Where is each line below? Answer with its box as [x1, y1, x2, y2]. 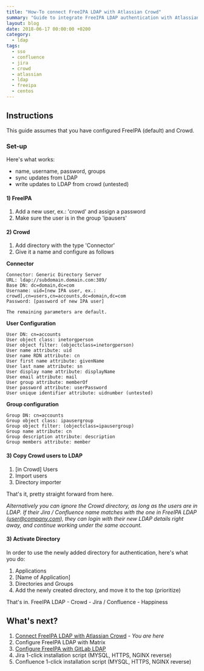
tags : [6, 43, 20, 49]
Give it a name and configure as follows [15, 248, 114, 256]
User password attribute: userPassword [6, 384, 107, 391]
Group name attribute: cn [6, 428, 72, 435]
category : [6, 32, 32, 38]
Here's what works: [6, 156, 55, 163]
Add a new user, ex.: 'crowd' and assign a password [15, 208, 146, 215]
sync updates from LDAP [15, 174, 78, 181]
